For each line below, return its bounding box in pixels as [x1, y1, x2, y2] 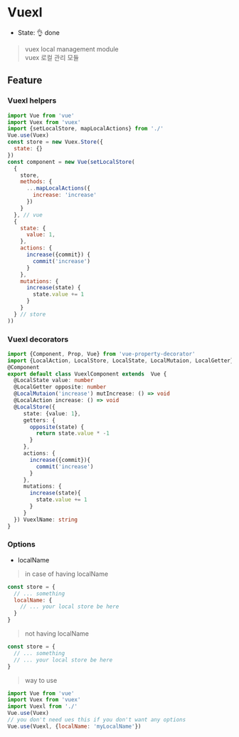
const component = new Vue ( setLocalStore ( [7, 158, 135, 165]
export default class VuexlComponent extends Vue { [7, 370, 167, 378]
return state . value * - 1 [36, 430, 110, 437]
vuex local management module [24, 44, 119, 53]
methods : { [20, 178, 53, 185]
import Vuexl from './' [7, 703, 78, 710]
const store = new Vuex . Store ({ [7, 138, 103, 146]
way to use [24, 676, 58, 684]
